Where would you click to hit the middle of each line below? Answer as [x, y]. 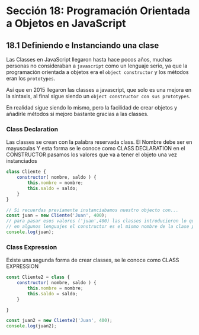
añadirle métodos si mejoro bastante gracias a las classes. [78, 114]
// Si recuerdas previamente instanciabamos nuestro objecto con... [92, 210]
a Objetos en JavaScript [66, 23]
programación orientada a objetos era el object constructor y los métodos [97, 72]
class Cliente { [26, 172]
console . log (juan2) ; [32, 326]
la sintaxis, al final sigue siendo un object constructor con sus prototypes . [98, 96]
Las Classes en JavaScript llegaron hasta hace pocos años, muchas [89, 59]
